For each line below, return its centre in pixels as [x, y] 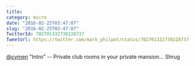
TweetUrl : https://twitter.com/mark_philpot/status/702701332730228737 [97, 40]
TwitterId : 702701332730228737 [45, 34]
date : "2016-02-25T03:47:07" [43, 23]
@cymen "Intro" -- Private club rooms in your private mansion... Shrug [93, 57]
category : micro [26, 17]
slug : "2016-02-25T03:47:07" [43, 28]
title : [14, 12]
